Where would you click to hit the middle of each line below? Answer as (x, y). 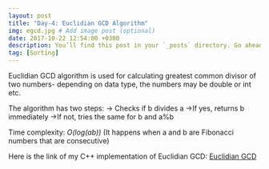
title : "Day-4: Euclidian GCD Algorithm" (78, 23)
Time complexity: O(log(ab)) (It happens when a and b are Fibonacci (121, 132)
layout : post (30, 16)
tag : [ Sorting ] (34, 53)
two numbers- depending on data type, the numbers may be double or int (130, 84)
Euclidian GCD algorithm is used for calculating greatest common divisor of (132, 76)
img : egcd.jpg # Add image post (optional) (82, 30)
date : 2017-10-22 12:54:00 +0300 (64, 38)
